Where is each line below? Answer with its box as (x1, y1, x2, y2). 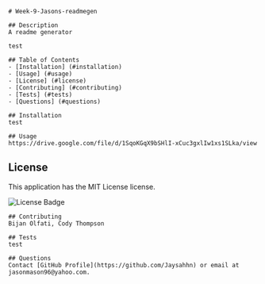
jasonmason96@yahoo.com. (8, 268, 90, 276)
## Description (8, 21, 59, 29)
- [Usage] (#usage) (8, 70, 73, 78)
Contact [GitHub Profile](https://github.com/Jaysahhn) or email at (8, 261, 240, 269)
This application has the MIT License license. (8, 182, 156, 191)
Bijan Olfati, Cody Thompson (8, 219, 105, 228)
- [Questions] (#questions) (8, 98, 102, 106)
